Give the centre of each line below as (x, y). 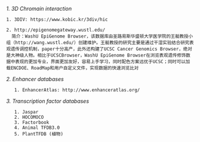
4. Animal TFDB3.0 (37, 128)
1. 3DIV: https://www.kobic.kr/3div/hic (57, 20)
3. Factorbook (32, 122)
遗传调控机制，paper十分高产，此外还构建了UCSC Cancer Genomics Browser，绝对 (101, 49)
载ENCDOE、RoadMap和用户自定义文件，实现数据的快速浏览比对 (73, 68)
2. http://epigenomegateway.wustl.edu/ (56, 30)
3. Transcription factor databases (48, 101)
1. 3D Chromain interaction (39, 9)
